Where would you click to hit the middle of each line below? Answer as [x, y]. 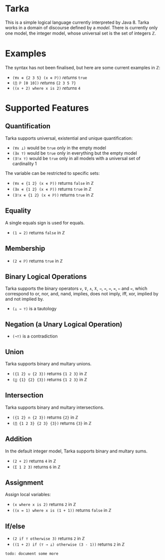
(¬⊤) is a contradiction [35, 336]
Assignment [24, 482]
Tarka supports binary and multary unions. [48, 364]
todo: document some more [32, 554]
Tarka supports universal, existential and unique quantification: [69, 138]
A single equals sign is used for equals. [45, 223]
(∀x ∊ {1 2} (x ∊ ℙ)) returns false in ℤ [53, 183]
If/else [15, 526]
